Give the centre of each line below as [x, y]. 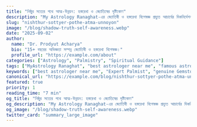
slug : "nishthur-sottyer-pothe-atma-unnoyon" [62, 22]
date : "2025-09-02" [30, 33]
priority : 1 [21, 88]
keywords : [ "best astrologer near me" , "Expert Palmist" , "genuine [90, 71]
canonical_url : [25, 77]
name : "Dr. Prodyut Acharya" [47, 44]
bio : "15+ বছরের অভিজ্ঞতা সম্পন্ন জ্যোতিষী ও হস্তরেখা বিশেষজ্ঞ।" [67, 50]
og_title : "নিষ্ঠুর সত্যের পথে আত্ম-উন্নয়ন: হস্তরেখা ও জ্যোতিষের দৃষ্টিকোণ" [70, 98]
